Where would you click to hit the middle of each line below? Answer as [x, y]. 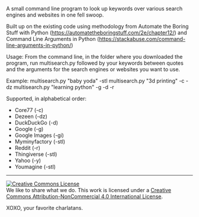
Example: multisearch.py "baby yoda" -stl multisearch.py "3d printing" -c [95, 81]
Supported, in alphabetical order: [46, 98]
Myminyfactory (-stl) [40, 141]
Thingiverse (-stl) [36, 154]
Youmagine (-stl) [35, 167]
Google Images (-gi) [39, 135]
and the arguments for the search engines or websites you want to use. [93, 69]
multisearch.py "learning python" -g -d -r [64, 87]
